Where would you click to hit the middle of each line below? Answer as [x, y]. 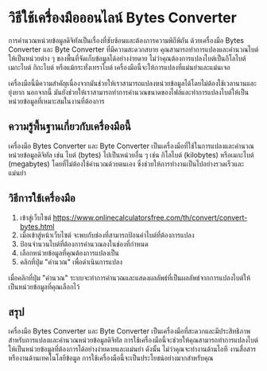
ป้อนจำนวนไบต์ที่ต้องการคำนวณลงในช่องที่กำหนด [84, 244]
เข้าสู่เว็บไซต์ [35, 217]
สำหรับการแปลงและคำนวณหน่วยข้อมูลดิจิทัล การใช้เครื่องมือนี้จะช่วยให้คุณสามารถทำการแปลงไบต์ [133, 340]
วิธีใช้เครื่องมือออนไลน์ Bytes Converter [122, 18]
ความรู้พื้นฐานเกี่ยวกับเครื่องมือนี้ [70, 127]
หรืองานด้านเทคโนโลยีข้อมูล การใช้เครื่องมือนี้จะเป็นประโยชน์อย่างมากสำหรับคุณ [111, 358]
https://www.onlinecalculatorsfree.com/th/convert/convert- [150, 217]
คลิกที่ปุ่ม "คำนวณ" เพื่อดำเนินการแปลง [71, 262]
